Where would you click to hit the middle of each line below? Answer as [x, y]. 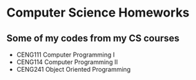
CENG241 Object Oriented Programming [73, 69]
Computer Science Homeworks [98, 13]
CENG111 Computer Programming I [66, 54]
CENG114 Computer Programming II [67, 62]
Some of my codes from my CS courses [93, 38]
